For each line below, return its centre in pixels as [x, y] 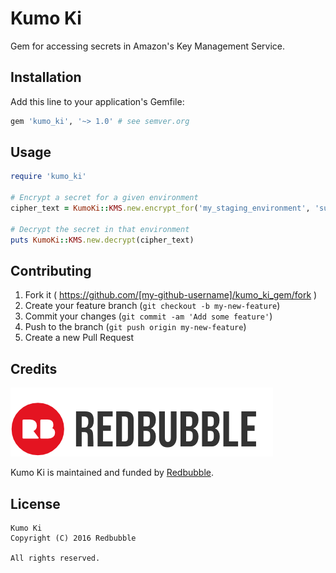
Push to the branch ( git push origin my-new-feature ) [135, 327]
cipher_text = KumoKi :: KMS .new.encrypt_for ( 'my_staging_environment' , [160, 208]
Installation [46, 77]
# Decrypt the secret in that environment [100, 229]
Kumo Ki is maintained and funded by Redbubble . [112, 473]
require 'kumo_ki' [48, 177]
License [35, 503]
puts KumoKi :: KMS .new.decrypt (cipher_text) [102, 240]
